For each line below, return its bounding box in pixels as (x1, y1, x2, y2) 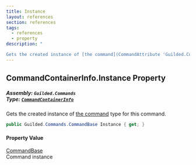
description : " (6, 41, 43, 47)
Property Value (6, 134, 44, 141)
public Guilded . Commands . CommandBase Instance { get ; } (6, 122, 145, 128)
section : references (6, 19, 57, 25)
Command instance (6, 153, 53, 160)
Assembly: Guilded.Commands (6, 89, 76, 96)
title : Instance (6, 8, 45, 15)
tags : (6, 24, 19, 31)
